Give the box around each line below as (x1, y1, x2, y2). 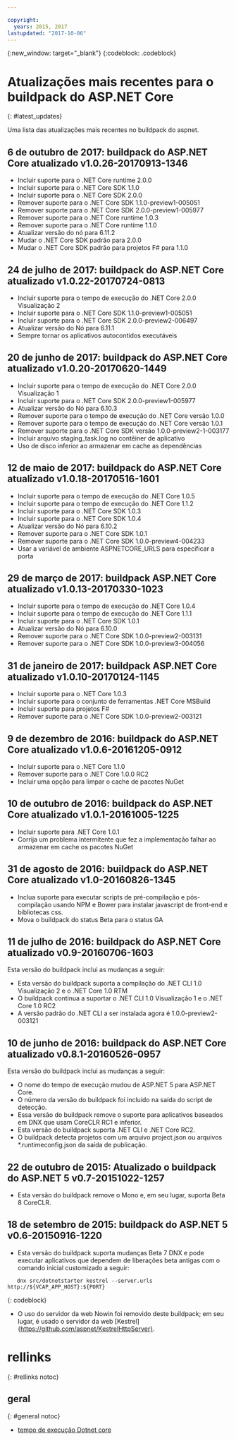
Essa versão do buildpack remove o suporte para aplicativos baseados (17, 1111, 223, 1119)
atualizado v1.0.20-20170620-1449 (7, 363, 167, 375)
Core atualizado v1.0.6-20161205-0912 (7, 743, 182, 755)
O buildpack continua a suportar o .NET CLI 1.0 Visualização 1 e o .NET (17, 994, 223, 1003)
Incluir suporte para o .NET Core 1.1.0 (17, 763, 125, 770)
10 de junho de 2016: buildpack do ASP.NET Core (7, 1037, 227, 1049)
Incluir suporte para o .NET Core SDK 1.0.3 (17, 506, 142, 515)
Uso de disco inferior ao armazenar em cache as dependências (17, 441, 202, 450)
